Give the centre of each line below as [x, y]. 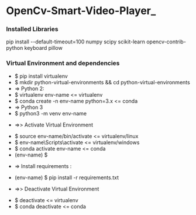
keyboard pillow [43, 48]
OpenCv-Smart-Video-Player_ [81, 11]
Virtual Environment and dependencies [63, 63]
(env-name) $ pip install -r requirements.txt [66, 178]
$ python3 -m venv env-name [51, 113]
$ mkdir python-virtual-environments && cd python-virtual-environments [102, 82]
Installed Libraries [32, 29]
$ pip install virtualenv [41, 76]
